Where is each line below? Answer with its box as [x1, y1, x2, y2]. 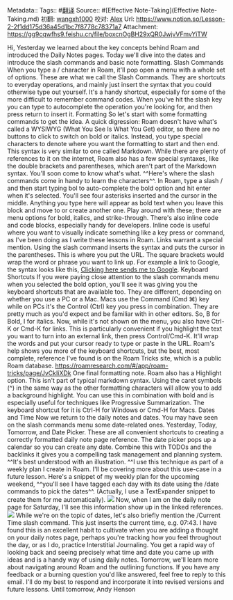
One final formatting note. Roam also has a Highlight [72, 369, 222, 377]
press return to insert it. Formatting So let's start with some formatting [7, 110, 207, 118]
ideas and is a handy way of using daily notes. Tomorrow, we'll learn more [7, 555, 218, 564]
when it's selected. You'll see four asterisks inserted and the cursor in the [7, 191, 217, 200]
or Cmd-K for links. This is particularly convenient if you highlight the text [12, 324, 223, 333]
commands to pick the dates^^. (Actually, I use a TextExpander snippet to [7, 487, 216, 496]
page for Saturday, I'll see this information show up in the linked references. [7, 503, 223, 511]
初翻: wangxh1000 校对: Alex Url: [40, 15, 135, 23]
